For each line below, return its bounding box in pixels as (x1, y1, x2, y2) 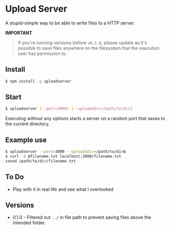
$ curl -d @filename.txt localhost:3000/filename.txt (5, 154, 122, 159)
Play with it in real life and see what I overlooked (12, 186, 114, 192)
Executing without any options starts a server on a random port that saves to (5, 116, 165, 122)
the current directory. (5, 121, 50, 127)
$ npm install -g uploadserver (5, 78, 72, 84)
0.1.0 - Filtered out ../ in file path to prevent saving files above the (12, 214, 151, 220)
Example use (5, 135, 47, 144)
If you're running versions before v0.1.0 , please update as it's (17, 39, 147, 46)
